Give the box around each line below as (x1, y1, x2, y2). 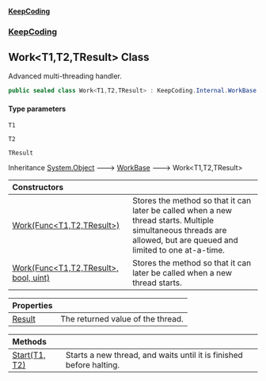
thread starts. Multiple (131, 215, 215, 226)
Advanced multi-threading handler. (8, 71, 123, 81)
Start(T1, (12, 349, 46, 360)
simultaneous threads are (131, 225, 227, 236)
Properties (12, 300, 53, 311)
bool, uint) (12, 272, 50, 284)
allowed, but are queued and (131, 234, 239, 246)
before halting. (66, 360, 120, 371)
